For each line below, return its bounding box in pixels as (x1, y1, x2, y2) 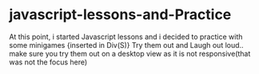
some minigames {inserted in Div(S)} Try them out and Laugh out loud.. (9, 40, 244, 49)
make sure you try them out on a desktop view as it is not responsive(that (9, 49, 251, 58)
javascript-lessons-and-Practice (9, 6, 232, 24)
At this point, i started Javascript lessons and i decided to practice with (9, 32, 243, 41)
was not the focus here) (9, 57, 88, 67)
